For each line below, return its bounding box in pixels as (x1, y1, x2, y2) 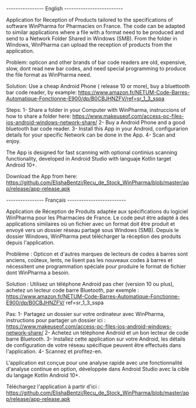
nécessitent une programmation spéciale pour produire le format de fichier (6, 263, 186, 270)
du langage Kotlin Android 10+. (6, 372, 80, 379)
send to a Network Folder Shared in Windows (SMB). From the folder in (6, 35, 177, 42)
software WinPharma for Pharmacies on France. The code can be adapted (6, 23, 185, 29)
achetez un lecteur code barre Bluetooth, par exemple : (6, 287, 139, 294)
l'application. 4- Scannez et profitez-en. (6, 348, 102, 355)
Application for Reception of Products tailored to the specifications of (6, 16, 174, 23)
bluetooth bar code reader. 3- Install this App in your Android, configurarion (6, 125, 188, 132)
